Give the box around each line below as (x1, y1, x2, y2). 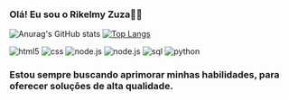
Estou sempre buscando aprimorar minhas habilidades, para (9, 69, 280, 81)
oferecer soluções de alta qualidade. (9, 80, 173, 93)
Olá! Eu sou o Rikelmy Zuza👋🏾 (9, 8, 143, 21)
